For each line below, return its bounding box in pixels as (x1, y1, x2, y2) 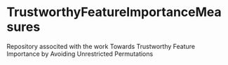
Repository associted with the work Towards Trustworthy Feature (6, 42, 196, 50)
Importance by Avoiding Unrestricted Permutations (6, 50, 154, 58)
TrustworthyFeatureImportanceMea (6, 4, 222, 20)
